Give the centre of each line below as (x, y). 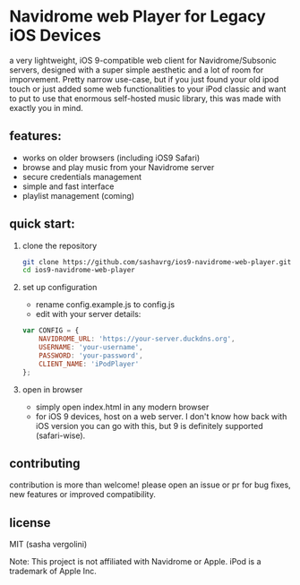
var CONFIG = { (51, 331)
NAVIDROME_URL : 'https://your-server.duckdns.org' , (137, 339)
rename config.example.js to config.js (105, 305)
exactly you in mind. (46, 108)
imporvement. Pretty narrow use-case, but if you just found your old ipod (144, 79)
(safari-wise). (60, 435)
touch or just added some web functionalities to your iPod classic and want (148, 89)
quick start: (42, 224)
